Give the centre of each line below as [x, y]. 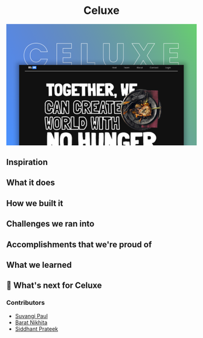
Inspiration [27, 162]
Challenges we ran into [50, 224]
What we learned [39, 265]
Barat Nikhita [31, 322]
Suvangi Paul [31, 316]
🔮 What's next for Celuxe [54, 286]
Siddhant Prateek [37, 329]
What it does [31, 183]
